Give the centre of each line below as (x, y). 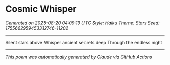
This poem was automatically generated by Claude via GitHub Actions (79, 57)
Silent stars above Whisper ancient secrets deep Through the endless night (84, 42)
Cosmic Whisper (41, 9)
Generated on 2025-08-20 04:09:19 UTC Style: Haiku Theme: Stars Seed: (83, 23)
